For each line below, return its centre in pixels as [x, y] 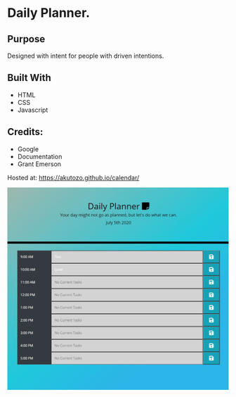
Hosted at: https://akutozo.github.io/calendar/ [73, 177]
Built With [29, 78]
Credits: [25, 132]
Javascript [33, 110]
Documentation [40, 156]
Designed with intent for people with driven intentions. [86, 56]
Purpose [26, 39]
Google [28, 149]
